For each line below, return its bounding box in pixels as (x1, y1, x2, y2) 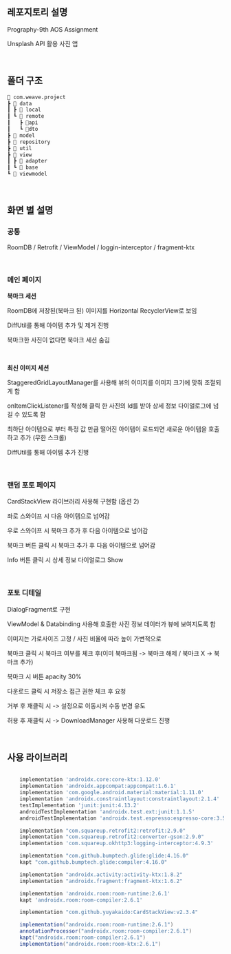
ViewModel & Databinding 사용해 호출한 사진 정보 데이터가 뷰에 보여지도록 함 (7, 619, 216, 628)
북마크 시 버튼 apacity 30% (7, 672, 82, 681)
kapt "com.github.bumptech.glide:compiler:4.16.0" (19, 859, 168, 866)
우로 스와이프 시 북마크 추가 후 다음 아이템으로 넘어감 (7, 526, 148, 535)
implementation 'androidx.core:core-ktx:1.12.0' (19, 776, 162, 783)
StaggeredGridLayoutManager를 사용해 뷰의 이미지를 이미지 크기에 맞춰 (7, 378, 203, 386)
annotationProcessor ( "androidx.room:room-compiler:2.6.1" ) (19, 928, 192, 935)
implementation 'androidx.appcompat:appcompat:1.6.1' (19, 782, 177, 790)
